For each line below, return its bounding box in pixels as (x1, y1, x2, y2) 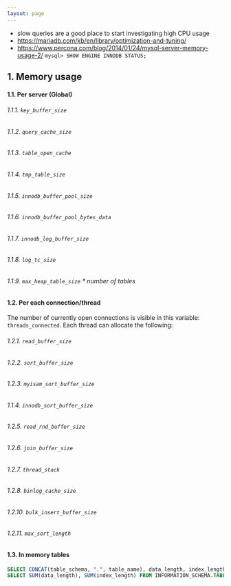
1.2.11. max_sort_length (7, 529, 71, 538)
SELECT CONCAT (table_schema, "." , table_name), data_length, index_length (7, 566, 226, 573)
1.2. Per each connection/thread (7, 298, 101, 307)
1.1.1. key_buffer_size (7, 106, 67, 114)
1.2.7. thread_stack (7, 465, 60, 473)
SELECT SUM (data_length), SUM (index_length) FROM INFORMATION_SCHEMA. (7, 572, 214, 579)
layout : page (7, 10, 45, 17)
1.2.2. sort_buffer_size (7, 358, 74, 366)
